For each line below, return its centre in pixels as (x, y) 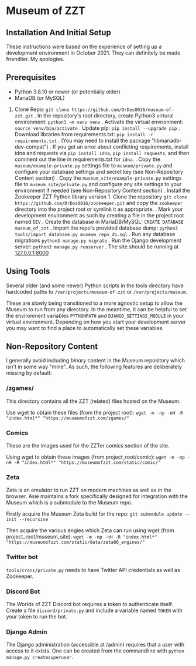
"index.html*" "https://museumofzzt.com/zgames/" (68, 418)
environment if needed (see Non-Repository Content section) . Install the (102, 190)
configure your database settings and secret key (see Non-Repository (99, 171)
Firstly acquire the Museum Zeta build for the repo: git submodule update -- (98, 514)
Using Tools (28, 271)
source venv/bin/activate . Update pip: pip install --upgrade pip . (97, 128)
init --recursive (27, 520)
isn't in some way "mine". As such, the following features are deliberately (94, 367)
